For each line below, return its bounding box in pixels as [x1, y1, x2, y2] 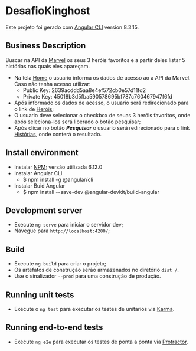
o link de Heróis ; [14, 105, 54, 113]
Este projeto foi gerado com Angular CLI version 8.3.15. [5, 24, 139, 31]
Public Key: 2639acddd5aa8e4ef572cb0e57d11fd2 [22, 87, 146, 94]
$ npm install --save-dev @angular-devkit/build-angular [22, 188, 160, 195]
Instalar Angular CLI [14, 169, 63, 176]
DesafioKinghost [5, 4, 90, 18]
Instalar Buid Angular [14, 182, 66, 189]
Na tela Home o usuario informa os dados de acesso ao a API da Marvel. [14, 74, 191, 81]
